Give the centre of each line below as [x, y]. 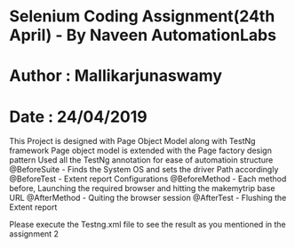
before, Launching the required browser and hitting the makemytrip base [142, 188]
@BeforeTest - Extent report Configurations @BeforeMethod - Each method [148, 179]
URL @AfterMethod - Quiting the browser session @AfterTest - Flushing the [148, 198]
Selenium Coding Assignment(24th [142, 16]
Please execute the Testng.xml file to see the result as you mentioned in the [147, 225]
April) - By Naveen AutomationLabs [143, 35]
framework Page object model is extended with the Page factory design [141, 151]
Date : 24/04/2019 [79, 116]
